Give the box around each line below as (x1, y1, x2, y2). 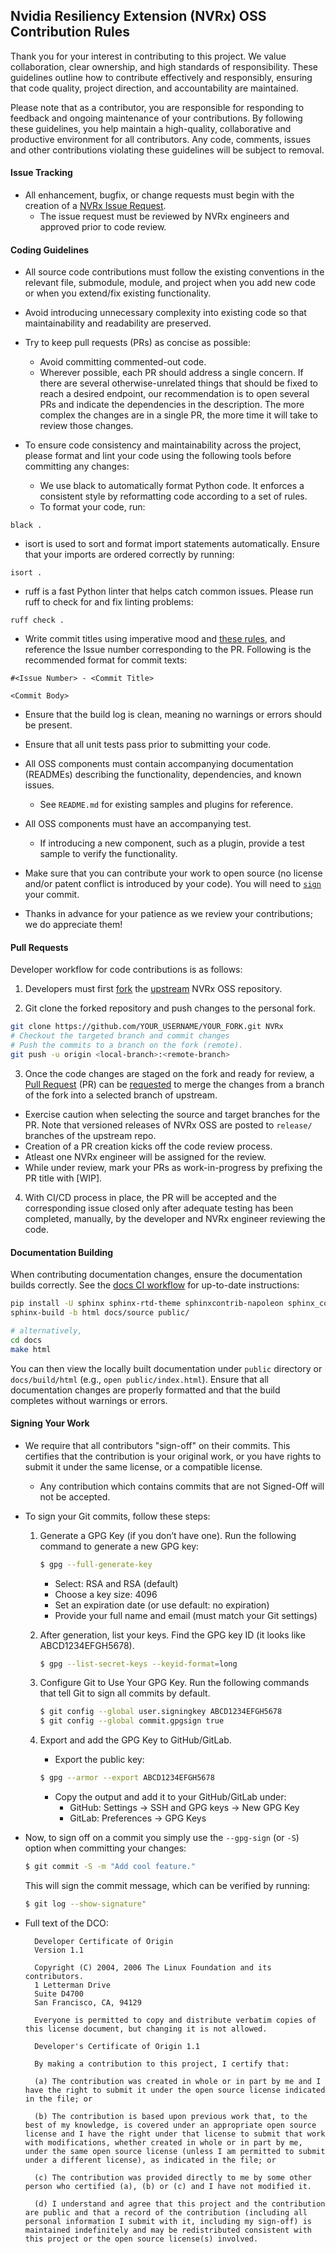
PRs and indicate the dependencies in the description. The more (39, 399, 305, 411)
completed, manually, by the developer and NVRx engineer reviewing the (24, 1212, 326, 1224)
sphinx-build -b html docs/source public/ (10, 1308, 190, 1318)
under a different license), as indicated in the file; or (24, 2155, 277, 2165)
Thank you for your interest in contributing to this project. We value (10, 50, 287, 62)
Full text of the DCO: (24, 1917, 109, 1929)
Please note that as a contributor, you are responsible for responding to (10, 101, 305, 113)
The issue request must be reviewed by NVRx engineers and (39, 210, 290, 223)
